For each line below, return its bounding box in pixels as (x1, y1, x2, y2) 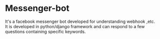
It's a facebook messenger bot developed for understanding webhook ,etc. (5, 19, 156, 24)
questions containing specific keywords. (5, 29, 86, 34)
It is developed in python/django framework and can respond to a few (5, 23, 145, 29)
